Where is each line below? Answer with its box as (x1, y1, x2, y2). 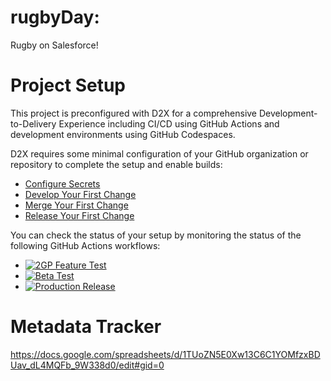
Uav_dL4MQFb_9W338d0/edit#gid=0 (10, 359, 165, 371)
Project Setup (10, 74, 127, 97)
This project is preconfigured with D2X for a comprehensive (10, 107, 258, 119)
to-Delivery (10, 117, 57, 130)
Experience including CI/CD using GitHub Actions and (58, 117, 280, 130)
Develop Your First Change (24, 188, 137, 200)
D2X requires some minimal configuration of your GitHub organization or (10, 147, 309, 160)
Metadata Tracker (10, 316, 162, 338)
